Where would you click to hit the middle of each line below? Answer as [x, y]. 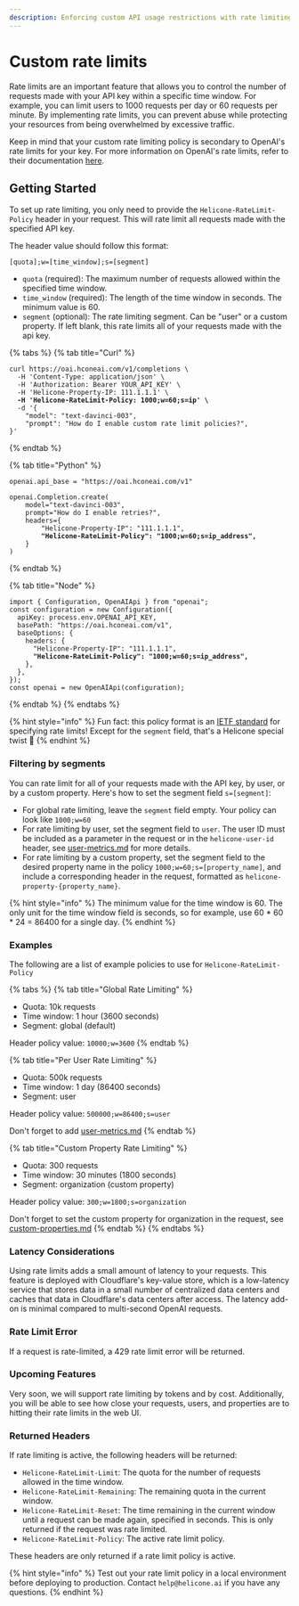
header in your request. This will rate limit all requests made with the [161, 219]
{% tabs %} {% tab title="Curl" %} [72, 353]
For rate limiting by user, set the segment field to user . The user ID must [154, 829]
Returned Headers [50, 1436]
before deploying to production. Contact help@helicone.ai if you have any [145, 1583]
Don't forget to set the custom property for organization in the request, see [146, 1218]
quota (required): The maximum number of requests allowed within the [151, 279]
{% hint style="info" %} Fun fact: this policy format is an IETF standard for [145, 722]
